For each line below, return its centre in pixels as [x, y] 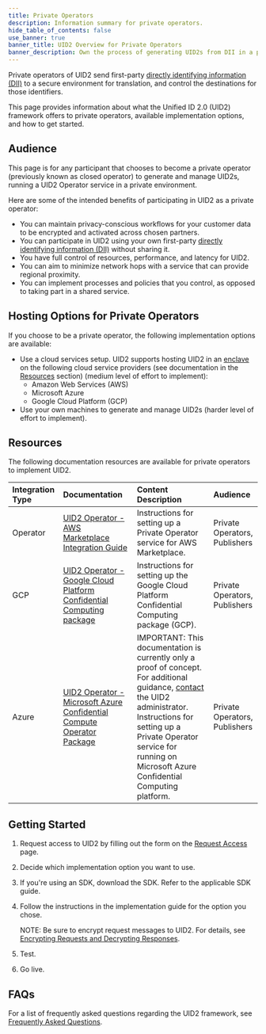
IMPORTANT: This [170, 638]
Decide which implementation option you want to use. [107, 868]
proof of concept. [169, 668]
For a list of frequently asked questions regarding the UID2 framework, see [130, 1013]
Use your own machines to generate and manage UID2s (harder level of [137, 410]
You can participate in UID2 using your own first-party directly [121, 240]
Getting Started [47, 824]
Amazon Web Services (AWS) [80, 384]
